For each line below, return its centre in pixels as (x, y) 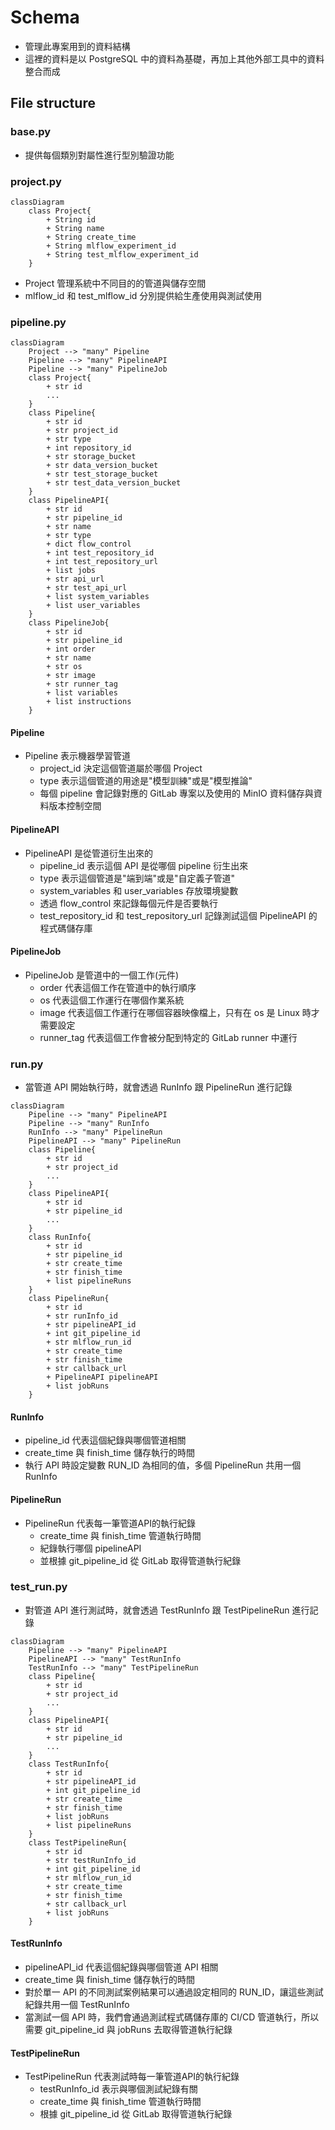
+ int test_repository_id (100, 553)
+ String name (75, 228)
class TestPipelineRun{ (78, 1842)
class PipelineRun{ (69, 1299)
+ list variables (82, 693)
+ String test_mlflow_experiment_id (122, 254)
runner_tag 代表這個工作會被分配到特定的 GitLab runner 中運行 (168, 1037)
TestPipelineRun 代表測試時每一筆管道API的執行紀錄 (132, 2077)
